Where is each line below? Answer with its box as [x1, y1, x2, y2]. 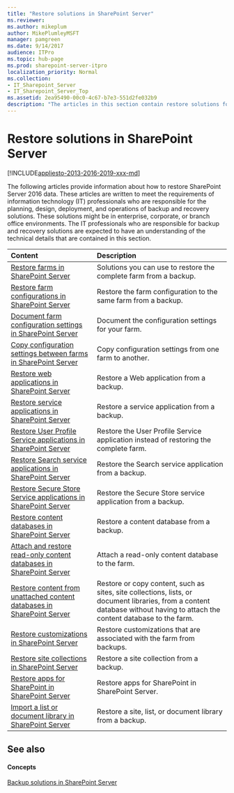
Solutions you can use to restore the [96, 262, 215, 272]
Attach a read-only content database [96, 550, 219, 560]
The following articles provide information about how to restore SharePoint [7, 182, 221, 190]
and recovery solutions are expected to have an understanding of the [7, 226, 206, 235]
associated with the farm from [96, 633, 195, 643]
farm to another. [96, 353, 150, 362]
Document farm [10, 311, 63, 321]
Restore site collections [10, 653, 87, 663]
